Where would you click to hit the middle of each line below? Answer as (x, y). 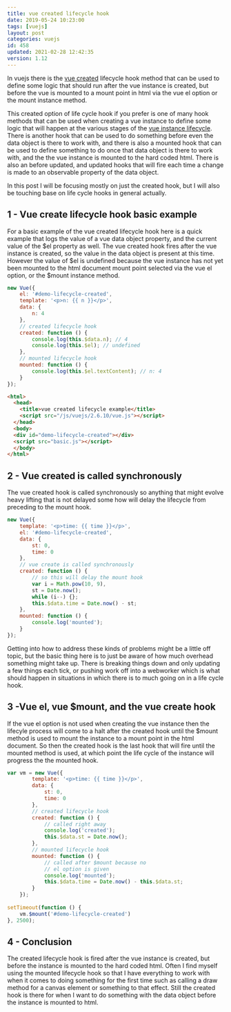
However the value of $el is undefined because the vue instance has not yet (115, 260)
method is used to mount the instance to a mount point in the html (101, 738)
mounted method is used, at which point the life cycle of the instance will (111, 752)
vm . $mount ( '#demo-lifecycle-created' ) (75, 914)
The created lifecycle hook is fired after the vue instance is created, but (109, 959)
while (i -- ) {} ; (55, 597)
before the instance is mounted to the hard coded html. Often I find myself (112, 966)
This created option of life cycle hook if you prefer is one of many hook (108, 113)
